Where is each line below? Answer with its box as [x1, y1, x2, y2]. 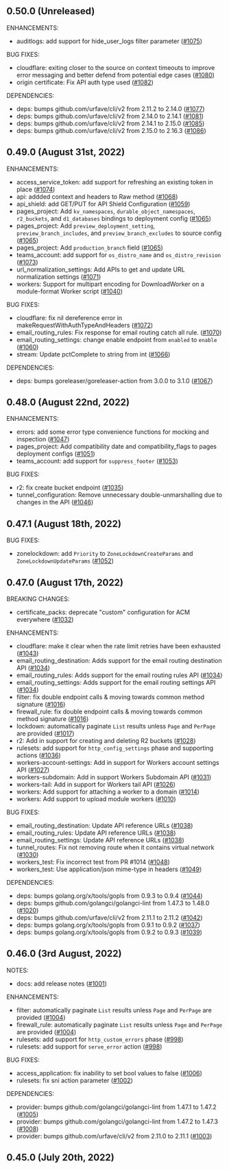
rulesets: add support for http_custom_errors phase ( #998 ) [16, 1035, 184, 1043]
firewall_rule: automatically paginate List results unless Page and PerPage [16, 1021, 223, 1029]
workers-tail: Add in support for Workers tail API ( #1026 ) [16, 781, 176, 789]
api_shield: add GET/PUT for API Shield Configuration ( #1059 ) [16, 199, 191, 208]
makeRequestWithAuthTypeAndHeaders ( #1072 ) [16, 321, 154, 329]
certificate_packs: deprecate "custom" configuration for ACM [16, 608, 190, 616]
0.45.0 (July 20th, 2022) [6, 1151, 114, 1164]
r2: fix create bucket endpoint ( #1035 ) [16, 483, 124, 492]
